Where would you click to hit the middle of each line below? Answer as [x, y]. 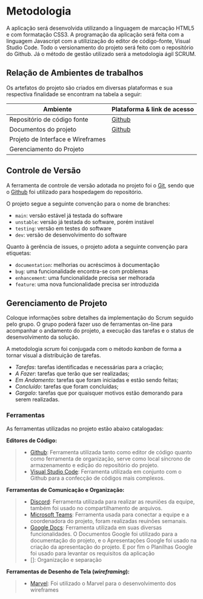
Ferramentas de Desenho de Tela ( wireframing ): [68, 571]
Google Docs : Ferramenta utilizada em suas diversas [96, 527]
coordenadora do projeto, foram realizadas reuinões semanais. [109, 521]
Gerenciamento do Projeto [47, 149]
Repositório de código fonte [49, 119]
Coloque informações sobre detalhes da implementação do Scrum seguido [100, 318]
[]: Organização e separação [66, 559]
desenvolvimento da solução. [43, 337]
